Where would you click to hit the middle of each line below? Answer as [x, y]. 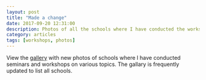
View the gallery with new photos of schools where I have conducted [93, 58]
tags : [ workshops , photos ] [41, 40]
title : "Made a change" [37, 18]
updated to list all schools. [39, 71]
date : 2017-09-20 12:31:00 [41, 23]
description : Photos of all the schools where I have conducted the [96, 29]
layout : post [23, 12]
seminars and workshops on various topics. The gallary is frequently [93, 64]
